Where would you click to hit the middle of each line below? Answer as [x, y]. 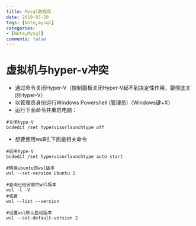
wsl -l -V [18, 190]
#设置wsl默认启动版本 [29, 213]
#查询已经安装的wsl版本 [31, 185]
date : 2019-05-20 [28, 17]
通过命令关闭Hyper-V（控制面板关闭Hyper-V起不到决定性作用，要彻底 [100, 88]
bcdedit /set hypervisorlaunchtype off [55, 127]
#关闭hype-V [20, 122]
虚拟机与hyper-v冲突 [57, 70]
